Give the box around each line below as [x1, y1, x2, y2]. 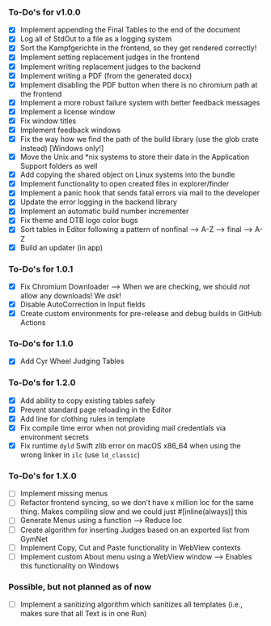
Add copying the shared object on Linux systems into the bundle [19, 169, 236, 180]
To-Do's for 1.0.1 [8, 263, 74, 274]
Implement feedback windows [19, 125, 121, 135]
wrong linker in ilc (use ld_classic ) [19, 450, 140, 460]
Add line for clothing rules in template [19, 414, 146, 423]
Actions [19, 318, 46, 328]
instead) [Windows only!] [19, 144, 104, 153]
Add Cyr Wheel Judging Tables [19, 356, 125, 367]
